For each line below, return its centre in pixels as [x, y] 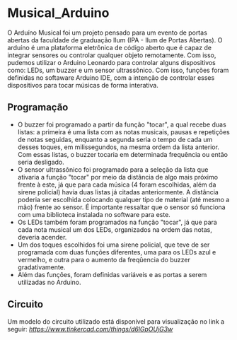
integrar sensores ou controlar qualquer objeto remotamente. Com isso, [112, 55]
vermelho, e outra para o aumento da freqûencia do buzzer [104, 259]
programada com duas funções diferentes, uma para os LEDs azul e [117, 252]
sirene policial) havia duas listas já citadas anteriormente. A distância [118, 192]
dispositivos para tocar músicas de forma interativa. [83, 85]
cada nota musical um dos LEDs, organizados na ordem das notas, [115, 229]
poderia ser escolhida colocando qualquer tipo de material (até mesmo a [123, 199]
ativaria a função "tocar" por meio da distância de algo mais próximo [117, 177]
